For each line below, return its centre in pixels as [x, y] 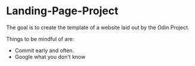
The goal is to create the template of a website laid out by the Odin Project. [98, 27]
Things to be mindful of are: [40, 39]
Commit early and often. [44, 50]
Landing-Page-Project [62, 11]
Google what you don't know [50, 56]
